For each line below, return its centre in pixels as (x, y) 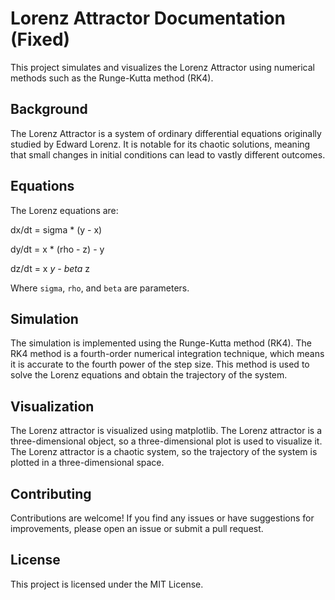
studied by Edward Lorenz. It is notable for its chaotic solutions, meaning (160, 144)
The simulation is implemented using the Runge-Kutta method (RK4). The (161, 343)
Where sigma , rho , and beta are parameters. (100, 288)
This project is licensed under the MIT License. (107, 584)
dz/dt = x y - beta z (50, 268)
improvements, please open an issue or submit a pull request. (137, 528)
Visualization (52, 406)
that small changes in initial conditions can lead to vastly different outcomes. (168, 154)
